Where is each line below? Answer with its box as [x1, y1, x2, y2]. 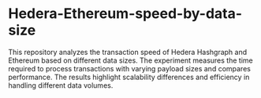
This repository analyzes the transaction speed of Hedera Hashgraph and [8, 47, 248, 56]
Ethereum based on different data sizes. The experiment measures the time [8, 56, 254, 65]
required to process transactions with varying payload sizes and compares [8, 64, 251, 73]
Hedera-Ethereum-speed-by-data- [8, 5, 243, 23]
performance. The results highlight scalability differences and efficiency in [8, 72, 250, 82]
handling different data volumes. [8, 80, 114, 90]
